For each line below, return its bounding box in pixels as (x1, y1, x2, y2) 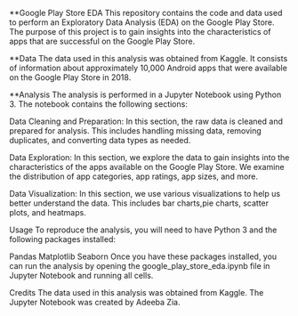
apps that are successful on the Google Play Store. (9, 36, 196, 46)
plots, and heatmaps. (9, 207, 86, 217)
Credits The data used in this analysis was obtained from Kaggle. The (9, 288, 264, 297)
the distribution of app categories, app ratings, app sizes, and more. (9, 171, 259, 182)
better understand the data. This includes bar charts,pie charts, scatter (9, 198, 270, 208)
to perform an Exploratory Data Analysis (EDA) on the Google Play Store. (9, 17, 275, 28)
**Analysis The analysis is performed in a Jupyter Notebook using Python (9, 89, 282, 100)
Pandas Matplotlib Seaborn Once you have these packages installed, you (9, 251, 278, 262)
